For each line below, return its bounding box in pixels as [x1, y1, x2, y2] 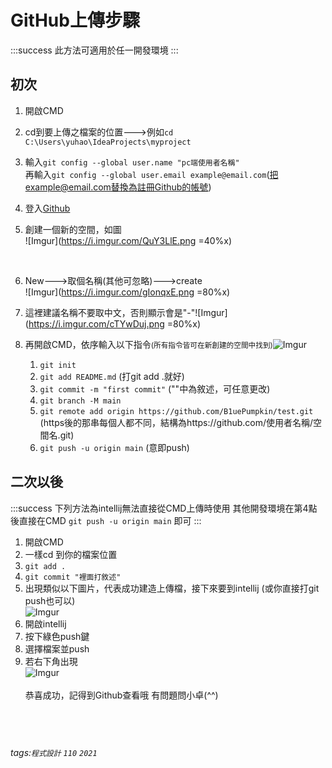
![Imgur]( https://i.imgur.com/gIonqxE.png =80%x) [24, 286, 231, 298]
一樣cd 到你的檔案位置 [24, 548, 118, 560]
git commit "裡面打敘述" [24, 572, 122, 582]
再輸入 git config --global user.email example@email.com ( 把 [24, 168, 279, 180]
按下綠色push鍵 [24, 630, 90, 642]
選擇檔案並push [24, 642, 90, 655]
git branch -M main [39, 396, 122, 406]
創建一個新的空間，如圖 [24, 223, 122, 235]
